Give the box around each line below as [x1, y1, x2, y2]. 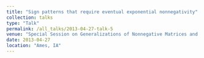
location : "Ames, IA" [6, 43, 62, 49]
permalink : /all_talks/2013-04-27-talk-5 [6, 25, 114, 32]
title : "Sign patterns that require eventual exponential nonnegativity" [6, 8, 199, 15]
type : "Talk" [6, 20, 40, 26]
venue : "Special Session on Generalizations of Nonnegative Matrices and [6, 31, 199, 37]
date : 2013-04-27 [6, 37, 51, 43]
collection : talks [6, 14, 53, 21]
